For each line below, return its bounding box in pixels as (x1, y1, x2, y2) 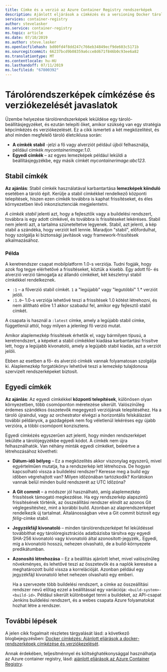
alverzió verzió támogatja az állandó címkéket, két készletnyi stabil (5, 272, 142, 278)
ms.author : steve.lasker (5, 40, 57, 45)
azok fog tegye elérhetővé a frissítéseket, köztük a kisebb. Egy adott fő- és (5, 266, 159, 272)
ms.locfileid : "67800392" (5, 68, 59, 73)
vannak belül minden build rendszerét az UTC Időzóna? (12, 479, 126, 485)
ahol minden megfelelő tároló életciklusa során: (5, 132, 102, 138)
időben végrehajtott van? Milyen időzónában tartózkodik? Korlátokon (12, 474, 153, 480)
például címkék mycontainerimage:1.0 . (12, 147, 91, 153)
